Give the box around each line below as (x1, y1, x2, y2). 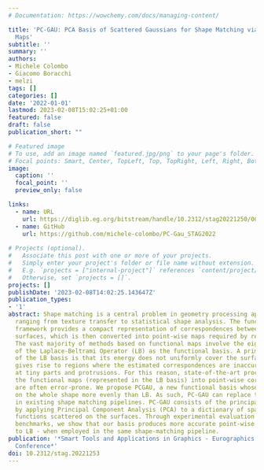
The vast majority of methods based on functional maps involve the (15, 339, 244, 347)
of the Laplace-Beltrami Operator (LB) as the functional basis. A (15, 347, 241, 355)
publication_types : (8, 296, 72, 304)
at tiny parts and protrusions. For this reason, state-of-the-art (15, 369, 241, 377)
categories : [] (8, 91, 58, 99)
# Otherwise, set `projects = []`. (8, 273, 132, 282)
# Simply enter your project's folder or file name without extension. (8, 259, 255, 267)
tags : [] (8, 84, 37, 92)
